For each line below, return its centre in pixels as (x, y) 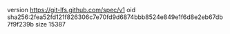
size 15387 (50, 24)
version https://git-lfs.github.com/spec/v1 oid (71, 10)
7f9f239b (21, 24)
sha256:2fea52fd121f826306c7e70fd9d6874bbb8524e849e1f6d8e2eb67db (115, 17)
